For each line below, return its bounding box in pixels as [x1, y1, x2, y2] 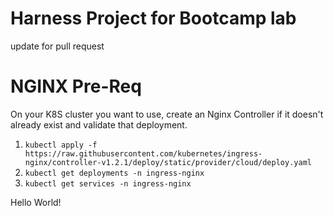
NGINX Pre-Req [10, 75, 142, 98]
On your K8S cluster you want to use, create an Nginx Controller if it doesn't [10, 108, 324, 120]
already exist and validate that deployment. [10, 118, 188, 131]
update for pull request [10, 40, 105, 52]
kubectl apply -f [24, 140, 98, 150]
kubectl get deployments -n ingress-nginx [24, 168, 205, 178]
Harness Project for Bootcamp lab [10, 7, 297, 30]
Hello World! [10, 196, 62, 208]
